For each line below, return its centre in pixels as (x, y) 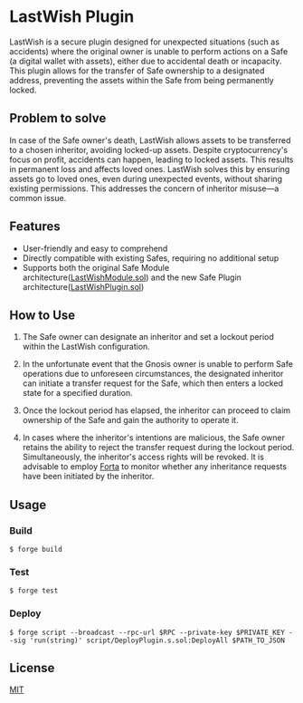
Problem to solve (58, 118)
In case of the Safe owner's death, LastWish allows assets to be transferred (150, 140)
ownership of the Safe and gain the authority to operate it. (130, 420)
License (32, 668)
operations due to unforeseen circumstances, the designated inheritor (153, 374)
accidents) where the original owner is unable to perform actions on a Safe (149, 51)
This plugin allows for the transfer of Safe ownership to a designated (137, 71)
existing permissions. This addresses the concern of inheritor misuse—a (144, 188)
